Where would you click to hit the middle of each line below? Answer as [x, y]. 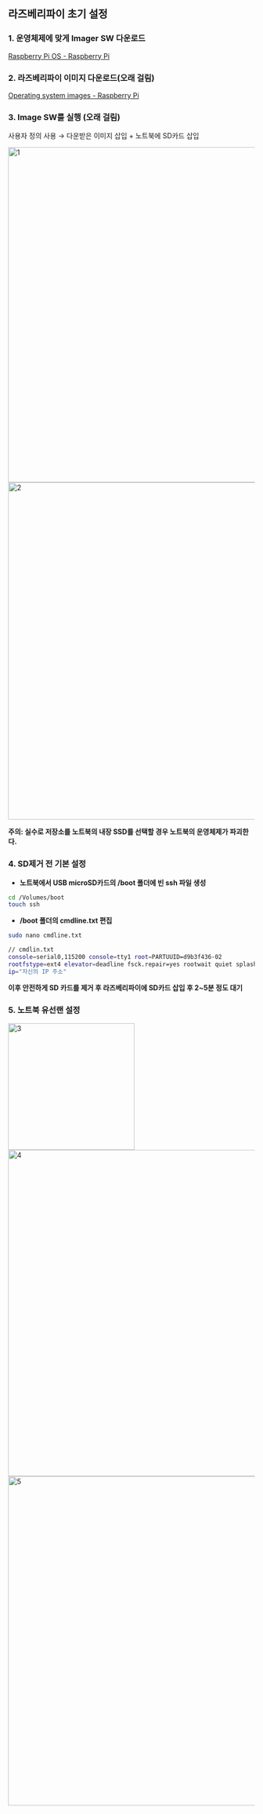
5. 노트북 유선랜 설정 [44, 1010]
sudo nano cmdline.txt [45, 936]
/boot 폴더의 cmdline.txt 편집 [66, 920]
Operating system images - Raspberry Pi [74, 95]
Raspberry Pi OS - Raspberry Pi [59, 56]
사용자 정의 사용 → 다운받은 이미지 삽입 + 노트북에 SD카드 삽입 [104, 136]
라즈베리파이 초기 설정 [58, 14]
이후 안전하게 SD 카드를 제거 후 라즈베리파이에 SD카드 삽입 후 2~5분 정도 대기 [125, 987]
